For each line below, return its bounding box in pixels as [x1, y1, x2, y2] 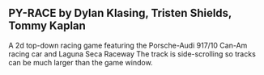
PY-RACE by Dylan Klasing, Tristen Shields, [8, 6, 232, 20]
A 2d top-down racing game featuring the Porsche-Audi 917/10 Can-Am [8, 40, 248, 50]
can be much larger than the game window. [8, 57, 153, 67]
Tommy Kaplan [8, 19, 87, 33]
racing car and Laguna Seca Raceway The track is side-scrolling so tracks [8, 48, 257, 59]
